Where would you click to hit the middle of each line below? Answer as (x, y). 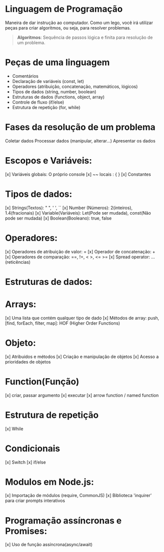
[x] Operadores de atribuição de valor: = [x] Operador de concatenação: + (80, 251)
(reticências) (18, 262)
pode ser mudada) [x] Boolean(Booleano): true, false (58, 218)
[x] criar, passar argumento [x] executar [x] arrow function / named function (82, 395)
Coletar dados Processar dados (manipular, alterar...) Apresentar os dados (80, 140)
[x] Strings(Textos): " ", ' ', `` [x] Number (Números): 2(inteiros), (69, 208)
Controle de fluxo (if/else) (38, 102)
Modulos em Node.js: (50, 482)
